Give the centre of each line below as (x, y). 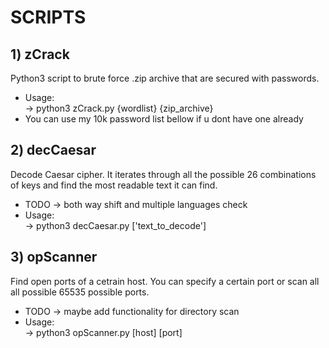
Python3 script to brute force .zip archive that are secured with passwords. (165, 78)
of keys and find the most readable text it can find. (114, 185)
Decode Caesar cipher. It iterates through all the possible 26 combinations (163, 174)
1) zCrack (40, 54)
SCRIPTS (48, 17)
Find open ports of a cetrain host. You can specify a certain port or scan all (165, 281)
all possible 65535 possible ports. (80, 292)
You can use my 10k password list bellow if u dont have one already (164, 119)
